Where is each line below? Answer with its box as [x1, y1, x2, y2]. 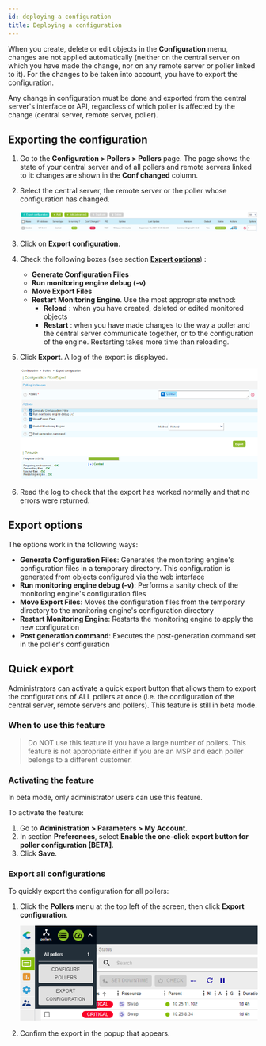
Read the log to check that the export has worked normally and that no [19, 487, 251, 496]
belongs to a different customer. [27, 754, 132, 764]
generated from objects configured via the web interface [19, 572, 205, 581]
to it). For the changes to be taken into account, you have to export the [8, 69, 239, 79]
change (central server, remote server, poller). [8, 109, 158, 119]
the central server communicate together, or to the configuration [43, 328, 254, 338]
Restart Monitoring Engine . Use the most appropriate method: [31, 294, 236, 305]
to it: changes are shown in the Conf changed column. [19, 171, 198, 180]
